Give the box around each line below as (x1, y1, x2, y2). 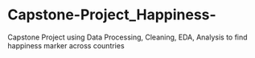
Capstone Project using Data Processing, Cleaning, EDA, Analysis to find (7, 32, 248, 42)
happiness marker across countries (7, 40, 125, 50)
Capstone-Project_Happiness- (7, 6, 216, 24)
